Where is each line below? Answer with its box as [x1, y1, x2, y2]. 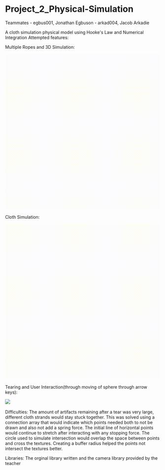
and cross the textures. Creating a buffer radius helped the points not [5, 440, 146, 446]
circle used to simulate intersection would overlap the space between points [5, 435, 160, 441]
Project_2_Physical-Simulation [5, 3, 134, 15]
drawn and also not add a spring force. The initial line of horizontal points [5, 425, 154, 431]
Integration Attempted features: [5, 34, 69, 40]
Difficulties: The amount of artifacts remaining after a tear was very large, [5, 409, 154, 415]
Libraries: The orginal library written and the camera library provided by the [5, 455, 158, 461]
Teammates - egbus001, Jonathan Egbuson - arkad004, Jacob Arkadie [5, 20, 150, 26]
